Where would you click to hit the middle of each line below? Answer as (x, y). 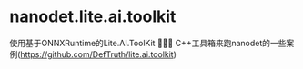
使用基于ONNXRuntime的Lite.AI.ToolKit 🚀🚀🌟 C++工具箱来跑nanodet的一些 (148, 43)
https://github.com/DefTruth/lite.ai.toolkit (97, 54)
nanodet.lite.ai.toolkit (93, 17)
